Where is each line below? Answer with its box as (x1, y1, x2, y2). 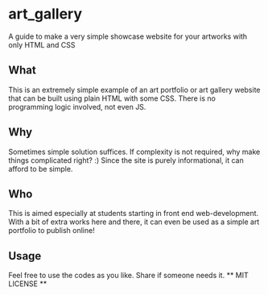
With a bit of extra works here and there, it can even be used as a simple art (8, 217, 260, 226)
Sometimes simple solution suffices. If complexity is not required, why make (8, 147, 261, 156)
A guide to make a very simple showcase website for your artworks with (8, 31, 248, 41)
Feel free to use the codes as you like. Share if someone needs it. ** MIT (8, 271, 249, 280)
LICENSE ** (8, 279, 47, 289)
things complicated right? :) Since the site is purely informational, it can (8, 155, 244, 165)
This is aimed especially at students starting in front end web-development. (8, 209, 259, 218)
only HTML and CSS (8, 39, 76, 49)
